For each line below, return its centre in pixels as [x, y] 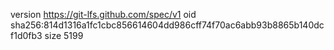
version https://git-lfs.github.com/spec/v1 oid [103, 14]
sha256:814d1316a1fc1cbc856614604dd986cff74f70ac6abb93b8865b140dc [167, 25]
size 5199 [64, 35]
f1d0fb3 [26, 35]
